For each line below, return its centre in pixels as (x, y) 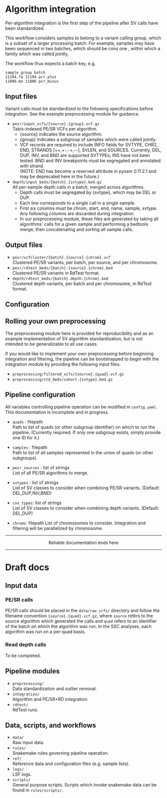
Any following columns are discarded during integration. (77, 213)
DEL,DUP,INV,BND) (32, 493)
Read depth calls (26, 645)
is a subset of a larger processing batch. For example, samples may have (80, 43)
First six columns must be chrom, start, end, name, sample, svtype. (88, 208)
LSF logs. (22, 774)
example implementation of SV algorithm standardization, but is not (74, 338)
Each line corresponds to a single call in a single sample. (78, 203)
